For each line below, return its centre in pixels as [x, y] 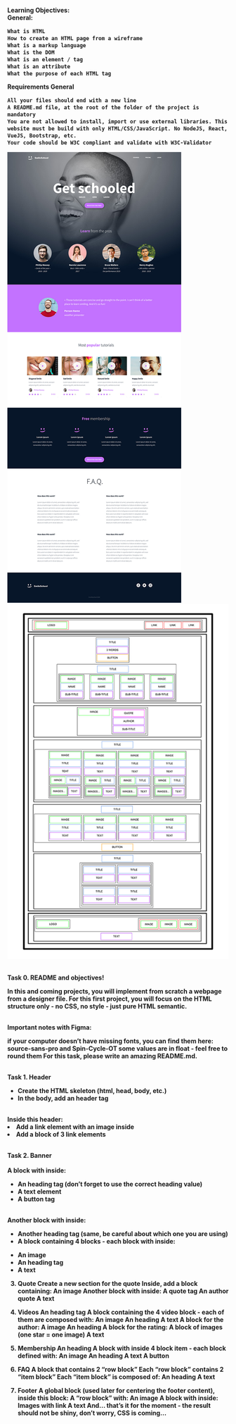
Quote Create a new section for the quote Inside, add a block [107, 1284]
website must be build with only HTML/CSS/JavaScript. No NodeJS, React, [118, 129]
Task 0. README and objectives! [56, 978]
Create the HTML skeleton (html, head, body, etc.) [92, 1091]
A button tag [36, 1199]
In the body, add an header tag [63, 1099]
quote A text [36, 1299]
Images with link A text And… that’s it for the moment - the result [114, 1406]
